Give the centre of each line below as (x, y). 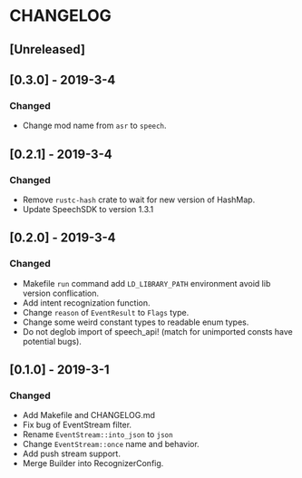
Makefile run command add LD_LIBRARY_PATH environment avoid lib (146, 283)
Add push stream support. (71, 454)
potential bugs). (52, 341)
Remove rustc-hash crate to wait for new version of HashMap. (139, 200)
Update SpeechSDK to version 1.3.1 (88, 209)
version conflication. (61, 293)
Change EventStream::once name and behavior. (111, 444)
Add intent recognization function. (87, 302)
